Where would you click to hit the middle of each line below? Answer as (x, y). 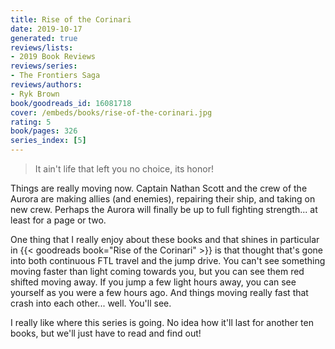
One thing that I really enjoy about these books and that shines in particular (165, 239)
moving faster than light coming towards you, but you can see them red (157, 271)
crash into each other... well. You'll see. (91, 303)
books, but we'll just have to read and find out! (106, 333)
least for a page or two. (58, 220)
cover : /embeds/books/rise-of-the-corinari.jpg (111, 112)
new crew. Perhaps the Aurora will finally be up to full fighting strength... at (164, 209)
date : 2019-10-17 (46, 29)
